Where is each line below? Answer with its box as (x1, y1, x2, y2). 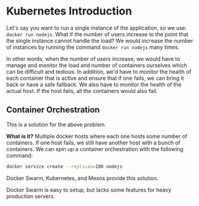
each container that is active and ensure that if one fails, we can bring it (6, 74, 185, 82)
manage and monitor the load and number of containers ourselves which (6, 62, 188, 69)
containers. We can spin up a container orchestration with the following (6, 145, 184, 152)
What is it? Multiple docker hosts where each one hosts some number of (6, 132, 188, 140)
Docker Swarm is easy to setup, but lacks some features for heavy (6, 186, 172, 193)
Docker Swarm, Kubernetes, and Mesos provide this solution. (6, 174, 159, 182)
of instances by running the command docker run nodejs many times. (6, 43, 180, 51)
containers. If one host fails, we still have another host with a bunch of (6, 139, 181, 146)
